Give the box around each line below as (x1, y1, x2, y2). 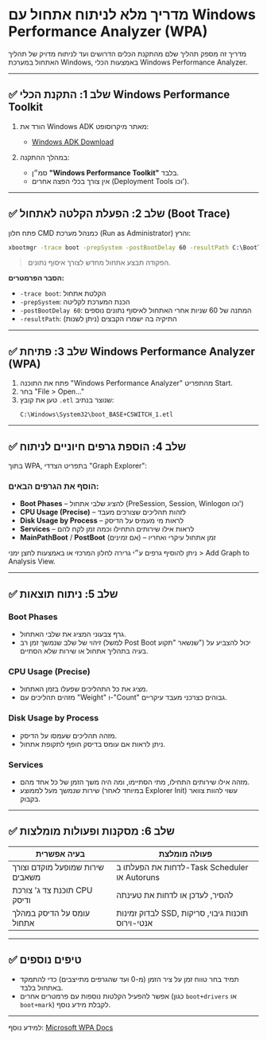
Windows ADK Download (31, 137, 114, 147)
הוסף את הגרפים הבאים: (8, 481, 99, 492)
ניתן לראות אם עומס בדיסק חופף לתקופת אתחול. (19, 739, 165, 748)
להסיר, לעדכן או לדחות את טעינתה (116, 889, 234, 901)
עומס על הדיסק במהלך (12, 907, 90, 918)
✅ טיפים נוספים (8, 953, 82, 967)
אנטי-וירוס (116, 917, 153, 928)
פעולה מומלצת (158, 848, 213, 859)
